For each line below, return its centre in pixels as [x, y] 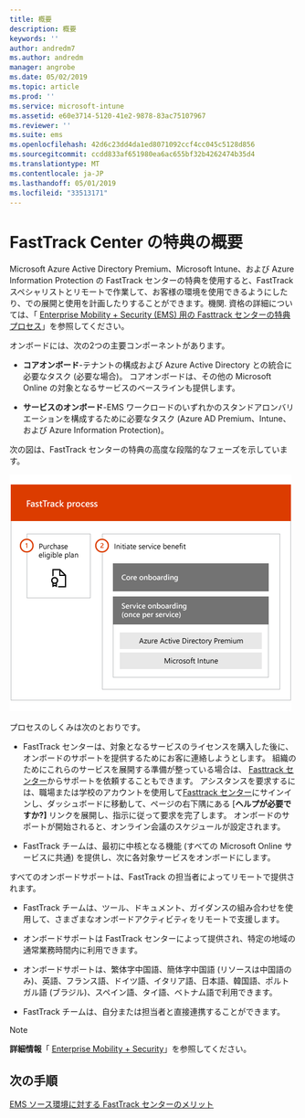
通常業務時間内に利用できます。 [83, 950]
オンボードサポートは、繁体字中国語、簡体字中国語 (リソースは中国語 [153, 970]
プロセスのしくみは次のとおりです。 [78, 728]
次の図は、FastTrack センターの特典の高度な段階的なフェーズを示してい [145, 450]
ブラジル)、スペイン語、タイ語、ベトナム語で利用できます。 [164, 993]
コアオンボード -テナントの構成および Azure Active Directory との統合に [157, 365]
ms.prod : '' [32, 96]
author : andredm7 [42, 48]
